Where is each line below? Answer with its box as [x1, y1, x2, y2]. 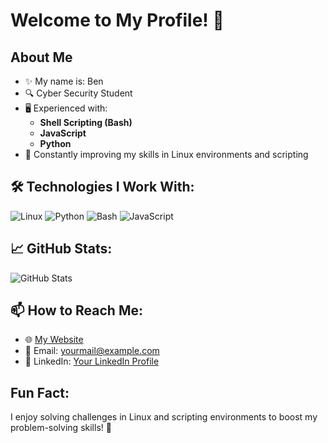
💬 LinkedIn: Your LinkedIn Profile [24, 355, 160, 368]
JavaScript [39, 127, 87, 139]
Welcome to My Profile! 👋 [10, 9, 225, 32]
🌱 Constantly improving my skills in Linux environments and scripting [24, 149, 309, 160]
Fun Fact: [10, 384, 70, 401]
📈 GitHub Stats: [10, 240, 113, 258]
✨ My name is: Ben [24, 75, 104, 87]
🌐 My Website [24, 334, 84, 346]
